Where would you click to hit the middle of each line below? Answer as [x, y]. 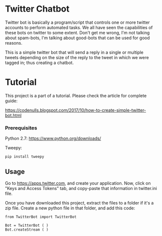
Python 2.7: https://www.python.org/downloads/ [53, 139]
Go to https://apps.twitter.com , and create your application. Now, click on [78, 183]
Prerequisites [21, 128]
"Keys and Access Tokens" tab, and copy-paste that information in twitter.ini [81, 188]
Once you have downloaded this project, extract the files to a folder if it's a [79, 203]
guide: [11, 101]
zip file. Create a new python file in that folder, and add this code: [70, 208]
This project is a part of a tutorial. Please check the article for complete [76, 95]
